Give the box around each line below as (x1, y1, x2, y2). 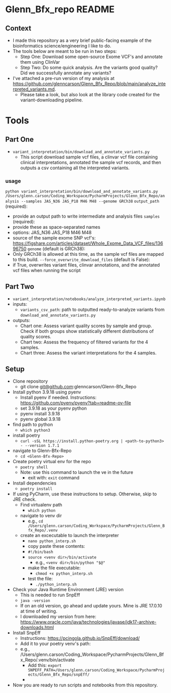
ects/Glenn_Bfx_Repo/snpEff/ (27, 672, 90, 677)
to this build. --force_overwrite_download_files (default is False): (12, 256, 150, 263)
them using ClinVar (20, 59, 60, 65)
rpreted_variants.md (12, 86, 55, 92)
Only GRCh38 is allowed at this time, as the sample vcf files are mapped (12, 251, 164, 257)
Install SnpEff (12, 629, 41, 635)
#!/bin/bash (27, 549, 53, 554)
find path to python (12, 421, 53, 428)
